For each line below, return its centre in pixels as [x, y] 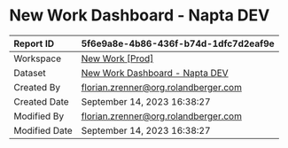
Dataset [30, 73]
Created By [37, 87]
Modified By [39, 116]
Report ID [34, 43]
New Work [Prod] [117, 58]
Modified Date [43, 130]
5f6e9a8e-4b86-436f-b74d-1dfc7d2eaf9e [178, 43]
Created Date [41, 101]
